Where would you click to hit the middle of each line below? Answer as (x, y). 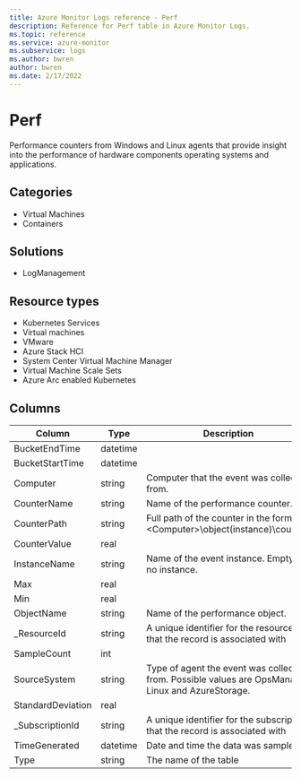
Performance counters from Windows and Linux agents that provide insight (148, 145)
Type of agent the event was (206, 668)
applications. (33, 164)
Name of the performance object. (216, 613)
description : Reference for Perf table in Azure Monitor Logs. (130, 26)
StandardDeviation (53, 705)
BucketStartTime (49, 462)
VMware (38, 342)
